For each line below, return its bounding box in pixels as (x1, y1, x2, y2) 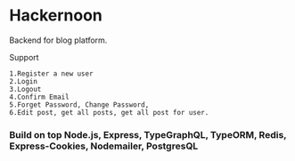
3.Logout (9, 85, 42, 93)
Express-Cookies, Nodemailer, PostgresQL (9, 140, 199, 152)
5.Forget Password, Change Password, (9, 100, 150, 109)
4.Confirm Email (9, 93, 70, 101)
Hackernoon (9, 5, 102, 26)
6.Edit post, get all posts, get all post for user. (9, 108, 209, 117)
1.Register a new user (9, 68, 94, 78)
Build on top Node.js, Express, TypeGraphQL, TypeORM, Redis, (9, 128, 287, 141)
